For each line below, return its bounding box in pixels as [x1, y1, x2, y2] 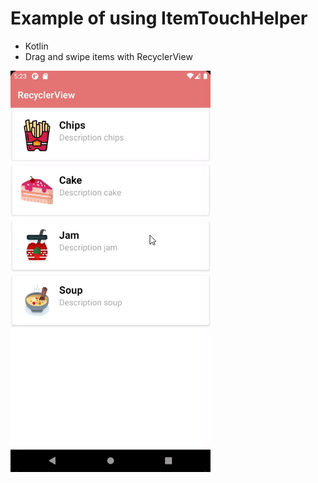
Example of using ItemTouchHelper [10, 7, 308, 30]
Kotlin [24, 40, 49, 52]
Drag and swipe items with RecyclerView [24, 50, 193, 62]
